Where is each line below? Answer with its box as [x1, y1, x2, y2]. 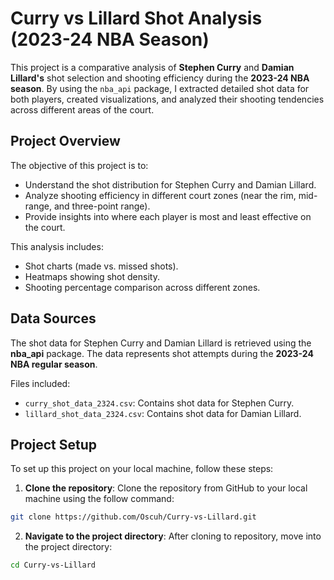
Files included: [10, 377, 71, 389]
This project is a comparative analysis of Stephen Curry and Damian [10, 61, 295, 73]
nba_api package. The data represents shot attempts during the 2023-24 [10, 347, 314, 359]
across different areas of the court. [10, 103, 155, 116]
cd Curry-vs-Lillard [10, 560, 97, 571]
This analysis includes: [10, 240, 104, 252]
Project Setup [10, 436, 98, 453]
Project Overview [10, 133, 121, 150]
